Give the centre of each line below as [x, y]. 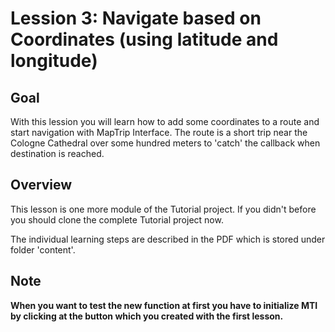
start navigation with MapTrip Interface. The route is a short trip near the [159, 132]
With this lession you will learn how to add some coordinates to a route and [165, 121]
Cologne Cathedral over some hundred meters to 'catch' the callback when [165, 143]
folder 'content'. [43, 249]
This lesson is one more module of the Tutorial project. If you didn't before [163, 209]
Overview [41, 185]
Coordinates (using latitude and [144, 39]
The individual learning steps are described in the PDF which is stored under [168, 239]
